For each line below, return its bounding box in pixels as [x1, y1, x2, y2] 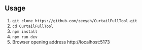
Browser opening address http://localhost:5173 [12, 39, 110, 45]
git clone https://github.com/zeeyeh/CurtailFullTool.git [12, 18, 137, 23]
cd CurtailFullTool [12, 24, 54, 29]
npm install [12, 29, 38, 34]
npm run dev [12, 34, 38, 39]
